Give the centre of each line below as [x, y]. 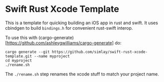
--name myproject [52, 56]
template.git [19, 56]
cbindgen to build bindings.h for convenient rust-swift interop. [69, 28]
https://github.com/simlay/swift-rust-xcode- [100, 52]
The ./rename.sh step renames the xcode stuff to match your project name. [82, 74]
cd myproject [19, 60]
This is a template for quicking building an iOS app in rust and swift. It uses [82, 23]
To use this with [21, 38]
